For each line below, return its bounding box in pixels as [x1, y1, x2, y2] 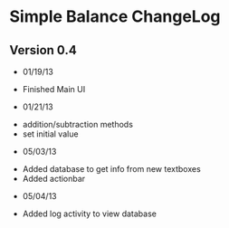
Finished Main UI [22, 84, 86, 94]
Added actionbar [22, 174, 86, 184]
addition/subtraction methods [22, 119, 134, 129]
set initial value [22, 128, 79, 139]
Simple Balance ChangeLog [9, 6, 221, 27]
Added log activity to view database [22, 208, 157, 219]
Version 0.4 [9, 43, 77, 58]
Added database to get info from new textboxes [22, 164, 201, 174]
